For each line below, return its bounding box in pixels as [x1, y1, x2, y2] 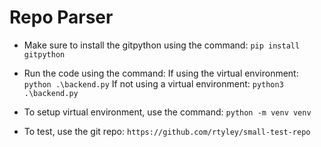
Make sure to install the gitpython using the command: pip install [23, 39, 301, 51]
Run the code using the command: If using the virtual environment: [23, 67, 299, 79]
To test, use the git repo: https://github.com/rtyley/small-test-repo [23, 125, 311, 137]
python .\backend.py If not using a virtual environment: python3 [23, 77, 284, 90]
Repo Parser [9, 6, 114, 29]
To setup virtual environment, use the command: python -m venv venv [23, 106, 312, 118]
